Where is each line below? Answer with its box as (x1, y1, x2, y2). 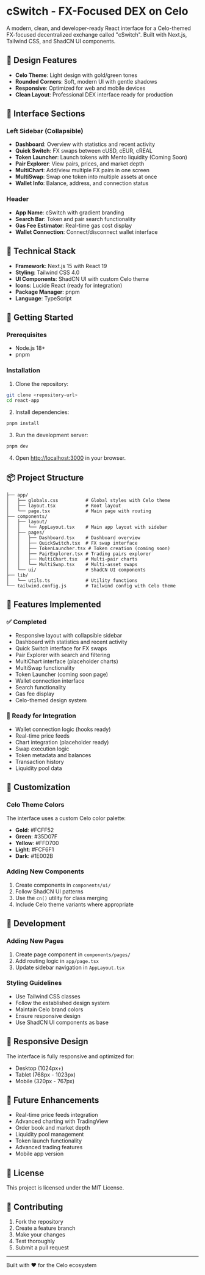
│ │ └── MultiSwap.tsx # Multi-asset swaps (6, 561, 138, 567)
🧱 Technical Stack (6, 246, 76, 256)
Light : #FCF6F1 (15, 846, 54, 853)
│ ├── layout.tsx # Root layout (6, 503, 121, 509)
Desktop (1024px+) (15, 1064, 64, 1072)
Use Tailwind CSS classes (15, 992, 81, 1000)
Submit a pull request (15, 1244, 69, 1251)
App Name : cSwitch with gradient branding (15, 209, 124, 216)
